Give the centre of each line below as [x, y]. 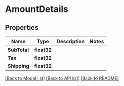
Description [71, 42]
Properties [22, 28]
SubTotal [18, 50]
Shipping [19, 66]
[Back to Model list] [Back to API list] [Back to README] [62, 78]
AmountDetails [37, 9]
